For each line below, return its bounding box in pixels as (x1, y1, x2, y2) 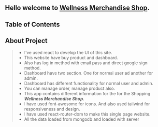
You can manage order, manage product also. (24, 85, 115, 91)
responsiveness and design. (24, 106, 81, 112)
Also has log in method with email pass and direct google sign (24, 60, 148, 66)
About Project (5, 37, 48, 45)
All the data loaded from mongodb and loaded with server (24, 116, 140, 122)
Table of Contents (5, 20, 60, 28)
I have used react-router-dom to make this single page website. (24, 111, 151, 117)
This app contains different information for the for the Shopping (24, 90, 151, 96)
